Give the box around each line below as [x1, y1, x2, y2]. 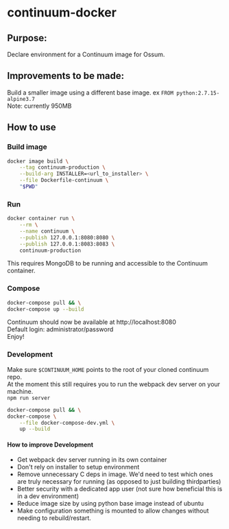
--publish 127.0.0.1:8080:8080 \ [19, 234, 115, 241]
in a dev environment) [16, 492, 80, 500]
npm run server [7, 395, 51, 401]
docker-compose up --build [7, 305, 84, 313]
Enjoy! [7, 333, 25, 341]
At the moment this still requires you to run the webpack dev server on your [7, 379, 221, 388]
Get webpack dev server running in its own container [16, 456, 167, 464]
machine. [7, 387, 34, 395]
